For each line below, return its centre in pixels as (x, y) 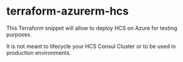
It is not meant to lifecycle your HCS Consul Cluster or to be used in (91, 46)
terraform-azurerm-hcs (68, 11)
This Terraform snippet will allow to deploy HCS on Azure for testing (92, 28)
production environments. (39, 52)
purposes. (19, 34)
